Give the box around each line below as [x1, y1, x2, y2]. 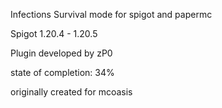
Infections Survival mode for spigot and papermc [10, 9, 213, 20]
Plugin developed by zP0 [10, 47, 113, 59]
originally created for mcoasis [10, 86, 133, 98]
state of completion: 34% [10, 67, 115, 78]
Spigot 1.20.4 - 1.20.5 [10, 28, 98, 39]
